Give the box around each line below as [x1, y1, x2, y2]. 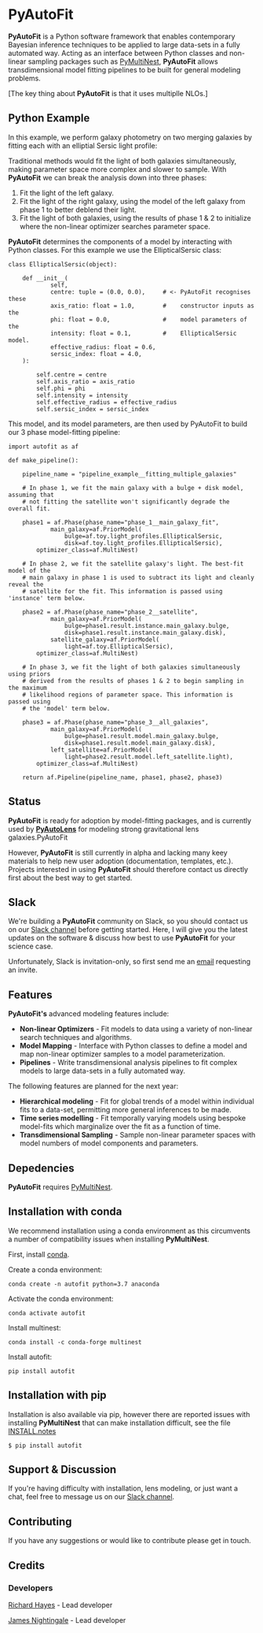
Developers [8, 1582, 53, 1593]
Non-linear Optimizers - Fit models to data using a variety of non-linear [19, 1024, 253, 1034]
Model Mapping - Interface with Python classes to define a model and [19, 1041, 247, 1051]
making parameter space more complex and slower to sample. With [8, 164, 227, 174]
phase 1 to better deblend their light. [19, 205, 137, 214]
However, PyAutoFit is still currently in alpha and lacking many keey [8, 848, 228, 857]
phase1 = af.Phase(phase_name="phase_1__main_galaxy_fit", [22, 518, 220, 526]
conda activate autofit [8, 1309, 86, 1317]
